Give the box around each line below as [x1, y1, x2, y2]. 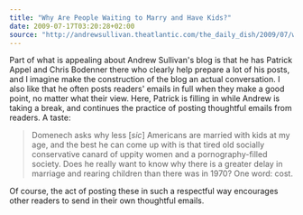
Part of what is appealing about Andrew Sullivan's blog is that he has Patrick [9, 55, 293, 66]
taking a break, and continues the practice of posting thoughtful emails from [9, 103, 292, 114]
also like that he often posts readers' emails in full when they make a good [9, 83, 285, 95]
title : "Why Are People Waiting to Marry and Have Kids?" [9, 13, 232, 23]
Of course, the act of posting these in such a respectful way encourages [9, 186, 279, 197]
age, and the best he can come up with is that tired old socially [31, 139, 265, 150]
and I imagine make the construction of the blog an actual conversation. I [9, 74, 280, 85]
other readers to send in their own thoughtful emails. [9, 195, 205, 206]
